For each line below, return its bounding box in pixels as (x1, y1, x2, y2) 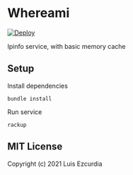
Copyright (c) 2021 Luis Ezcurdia (7, 159, 103, 168)
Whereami (7, 5, 70, 21)
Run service (7, 108, 42, 116)
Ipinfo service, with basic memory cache (7, 42, 126, 50)
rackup (7, 121, 27, 128)
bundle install (7, 95, 52, 102)
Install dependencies (7, 81, 69, 90)
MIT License (7, 140, 63, 153)
